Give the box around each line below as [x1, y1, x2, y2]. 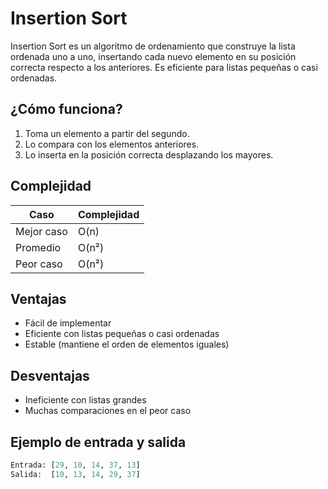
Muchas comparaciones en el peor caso [24, 405, 192, 417]
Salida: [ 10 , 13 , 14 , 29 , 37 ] [10, 469, 141, 479]
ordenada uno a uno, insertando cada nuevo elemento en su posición [10, 50, 297, 62]
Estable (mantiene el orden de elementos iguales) [24, 338, 230, 351]
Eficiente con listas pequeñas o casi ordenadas [24, 328, 220, 340]
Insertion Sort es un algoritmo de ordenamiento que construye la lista [10, 40, 296, 52]
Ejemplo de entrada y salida [10, 433, 187, 451]
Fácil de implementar [24, 317, 112, 329]
